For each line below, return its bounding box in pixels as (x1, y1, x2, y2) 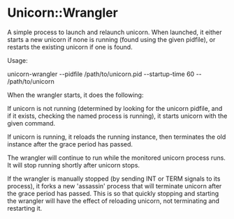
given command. (7, 119, 56, 127)
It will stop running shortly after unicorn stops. (7, 160, 140, 169)
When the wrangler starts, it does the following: (7, 91, 144, 99)
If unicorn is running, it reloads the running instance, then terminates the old (7, 133, 226, 141)
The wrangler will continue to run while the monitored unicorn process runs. (7, 153, 226, 162)
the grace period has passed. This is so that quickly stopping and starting (7, 189, 219, 197)
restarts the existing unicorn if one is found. (7, 43, 133, 51)
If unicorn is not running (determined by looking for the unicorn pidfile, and (7, 104, 223, 112)
